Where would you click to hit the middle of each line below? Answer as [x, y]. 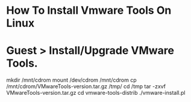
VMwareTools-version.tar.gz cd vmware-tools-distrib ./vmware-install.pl [96, 93]
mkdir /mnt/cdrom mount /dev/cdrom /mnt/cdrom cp [71, 80]
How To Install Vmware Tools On [89, 10]
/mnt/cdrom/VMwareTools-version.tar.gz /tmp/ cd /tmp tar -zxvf [86, 86]
